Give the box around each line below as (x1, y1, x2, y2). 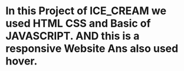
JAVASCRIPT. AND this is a (5, 30, 140, 43)
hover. (5, 54, 38, 68)
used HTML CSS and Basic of (5, 17, 151, 30)
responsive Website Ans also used (5, 42, 179, 56)
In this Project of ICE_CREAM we (5, 4, 166, 18)
